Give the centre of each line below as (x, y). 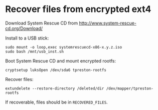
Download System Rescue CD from (42, 23)
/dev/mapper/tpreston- (130, 88)
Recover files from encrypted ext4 (78, 9)
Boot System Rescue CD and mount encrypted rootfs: (61, 60)
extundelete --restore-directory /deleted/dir (55, 88)
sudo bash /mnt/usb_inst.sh (35, 51)
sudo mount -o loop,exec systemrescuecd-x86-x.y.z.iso (64, 47)
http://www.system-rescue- (108, 23)
